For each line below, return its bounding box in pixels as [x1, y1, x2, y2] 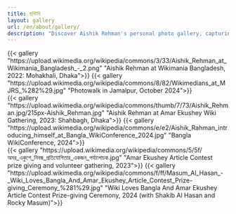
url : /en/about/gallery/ [7, 23, 80, 30]
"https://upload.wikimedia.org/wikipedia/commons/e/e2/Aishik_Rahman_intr [7, 123, 228, 132]
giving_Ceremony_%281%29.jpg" [7, 184, 103, 192]
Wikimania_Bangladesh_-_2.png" [7, 64, 103, 72]
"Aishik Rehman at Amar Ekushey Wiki [106, 109, 216, 117]
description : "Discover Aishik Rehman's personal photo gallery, [7, 29, 202, 37]
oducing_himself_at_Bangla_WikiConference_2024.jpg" [7, 131, 167, 140]
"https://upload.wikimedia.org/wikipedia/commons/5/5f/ [39, 146, 202, 154]
